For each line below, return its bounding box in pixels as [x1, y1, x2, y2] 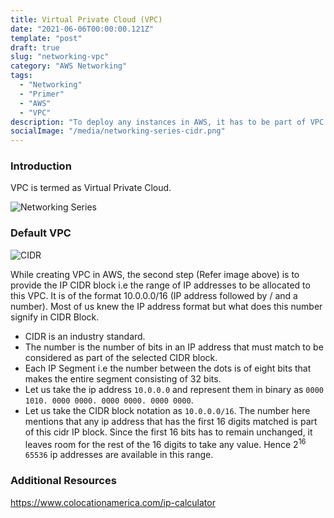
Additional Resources [10, 474, 117, 488]
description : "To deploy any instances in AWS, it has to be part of [10, 117, 307, 127]
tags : [10, 71, 33, 81]
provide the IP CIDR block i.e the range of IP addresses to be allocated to [10, 279, 311, 291]
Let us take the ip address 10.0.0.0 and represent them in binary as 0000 [24, 383, 324, 395]
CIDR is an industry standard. [24, 330, 146, 342]
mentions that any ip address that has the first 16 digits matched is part [24, 415, 318, 427]
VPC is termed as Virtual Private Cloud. [10, 182, 172, 194]
